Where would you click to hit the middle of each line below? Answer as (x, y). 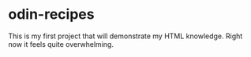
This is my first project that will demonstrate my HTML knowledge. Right (126, 36)
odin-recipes (51, 14)
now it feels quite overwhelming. (61, 44)
